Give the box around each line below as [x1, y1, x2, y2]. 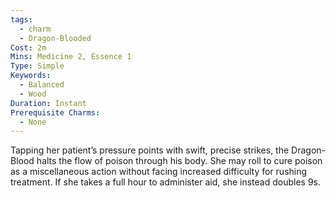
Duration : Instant [10, 98, 87, 108]
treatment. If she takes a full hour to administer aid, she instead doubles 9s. [10, 176, 322, 188]
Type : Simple [10, 61, 65, 71]
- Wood [19, 89, 47, 99]
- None [19, 117, 47, 127]
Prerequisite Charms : [10, 107, 101, 118]
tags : [10, 14, 33, 25]
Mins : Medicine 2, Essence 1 [10, 52, 132, 62]
